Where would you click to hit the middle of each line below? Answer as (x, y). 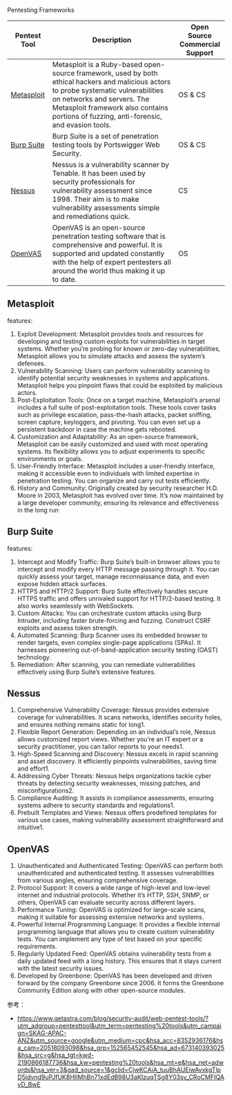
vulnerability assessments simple (106, 208)
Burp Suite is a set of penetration (105, 136)
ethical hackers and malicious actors (112, 82)
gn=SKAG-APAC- (42, 1033)
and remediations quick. (91, 216)
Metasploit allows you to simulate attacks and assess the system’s (111, 356)
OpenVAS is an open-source (99, 227)
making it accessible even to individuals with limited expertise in (108, 473)
